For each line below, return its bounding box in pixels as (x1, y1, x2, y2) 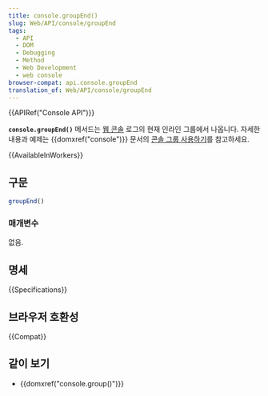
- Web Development (15, 64, 78, 72)
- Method (15, 57, 45, 65)
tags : (8, 26, 26, 34)
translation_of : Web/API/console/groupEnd (8, 86, 152, 94)
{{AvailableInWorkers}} (8, 150, 84, 160)
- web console (15, 71, 62, 79)
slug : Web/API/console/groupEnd (8, 19, 116, 27)
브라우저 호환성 (8, 310, 79, 324)
